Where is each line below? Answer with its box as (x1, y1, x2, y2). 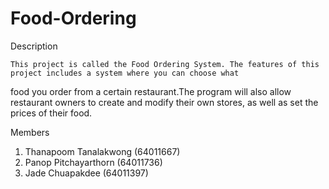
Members (10, 126, 50, 138)
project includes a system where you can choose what (10, 68, 240, 78)
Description (10, 40, 58, 52)
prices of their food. (10, 107, 93, 119)
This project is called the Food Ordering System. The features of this (10, 59, 320, 69)
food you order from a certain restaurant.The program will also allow (10, 85, 292, 97)
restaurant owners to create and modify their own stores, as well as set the (10, 96, 319, 108)
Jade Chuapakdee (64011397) (24, 167, 149, 179)
